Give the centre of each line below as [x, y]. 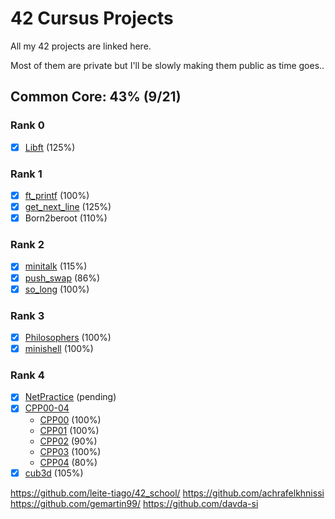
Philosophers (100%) [68, 337]
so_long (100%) [57, 289]
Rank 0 [27, 125]
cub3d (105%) [54, 473]
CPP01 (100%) [69, 430]
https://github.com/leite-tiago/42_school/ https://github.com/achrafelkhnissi [167, 493]
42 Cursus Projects [92, 18]
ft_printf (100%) [57, 195]
